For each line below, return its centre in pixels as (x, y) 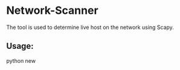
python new (21, 60)
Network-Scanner (52, 11)
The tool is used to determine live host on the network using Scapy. (90, 27)
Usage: (20, 46)
